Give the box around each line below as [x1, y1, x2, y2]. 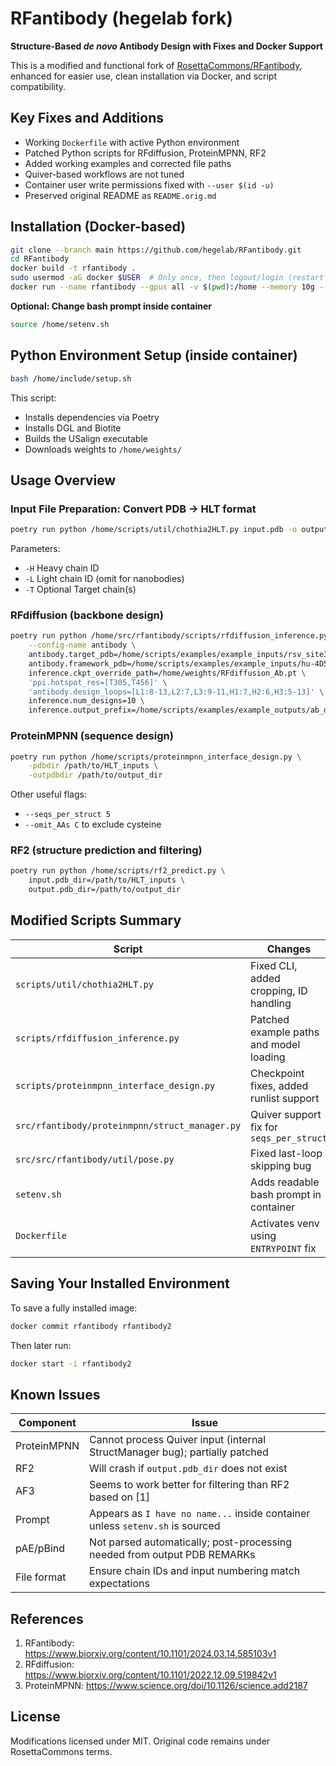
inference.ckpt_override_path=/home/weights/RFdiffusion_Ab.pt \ [28, 668, 307, 678]
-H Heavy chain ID [24, 562, 100, 574]
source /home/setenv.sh [10, 319, 110, 329]
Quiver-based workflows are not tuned [24, 168, 185, 180]
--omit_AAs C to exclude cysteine [24, 818, 162, 831]
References [10, 1610, 84, 1627]
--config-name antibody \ [28, 640, 137, 651]
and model [250, 1037, 301, 1051]
